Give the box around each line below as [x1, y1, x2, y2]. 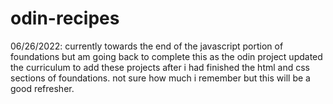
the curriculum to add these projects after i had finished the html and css [10, 61, 310, 73]
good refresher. [10, 82, 75, 94]
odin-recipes [10, 7, 120, 30]
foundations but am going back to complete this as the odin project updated [10, 50, 323, 62]
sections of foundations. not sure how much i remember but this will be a [10, 72, 311, 84]
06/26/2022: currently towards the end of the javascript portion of [10, 40, 284, 52]
